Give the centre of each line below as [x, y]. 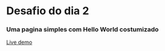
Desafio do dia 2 [48, 11]
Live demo [19, 42]
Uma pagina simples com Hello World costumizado [82, 30]
